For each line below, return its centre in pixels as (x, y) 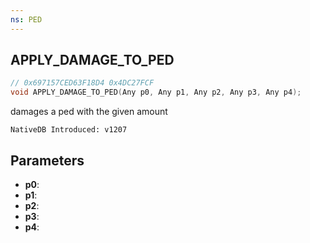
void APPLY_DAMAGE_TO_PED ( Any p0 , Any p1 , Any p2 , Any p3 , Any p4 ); (156, 92)
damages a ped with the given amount (89, 112)
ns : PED (26, 19)
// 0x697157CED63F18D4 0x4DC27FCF (82, 83)
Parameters (47, 160)
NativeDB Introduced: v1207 (69, 130)
